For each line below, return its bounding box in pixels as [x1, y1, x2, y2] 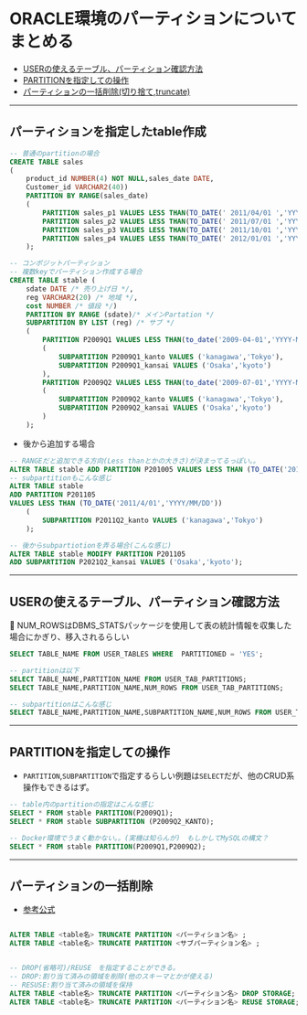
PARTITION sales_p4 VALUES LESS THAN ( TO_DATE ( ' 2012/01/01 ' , [42, 234, 284, 243]
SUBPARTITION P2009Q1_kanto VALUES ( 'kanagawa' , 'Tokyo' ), [58, 352, 284, 361]
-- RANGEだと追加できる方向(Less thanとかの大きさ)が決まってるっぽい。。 [9, 456, 260, 465]
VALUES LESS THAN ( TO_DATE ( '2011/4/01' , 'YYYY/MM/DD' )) [9, 499, 223, 508]
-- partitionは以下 [9, 666, 79, 675]
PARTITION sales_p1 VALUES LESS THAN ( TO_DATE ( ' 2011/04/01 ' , [42, 208, 284, 218]
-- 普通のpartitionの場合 [9, 148, 101, 158]
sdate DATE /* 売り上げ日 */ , [26, 284, 134, 294]
